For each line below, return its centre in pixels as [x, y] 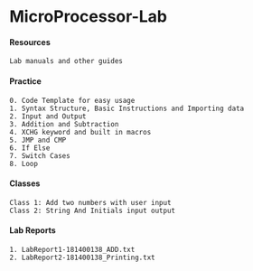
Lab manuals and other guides [66, 61]
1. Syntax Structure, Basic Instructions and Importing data [127, 108]
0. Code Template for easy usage [72, 100]
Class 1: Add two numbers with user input [90, 202]
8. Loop [24, 164]
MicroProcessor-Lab [88, 17]
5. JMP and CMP [38, 140]
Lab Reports [33, 230]
